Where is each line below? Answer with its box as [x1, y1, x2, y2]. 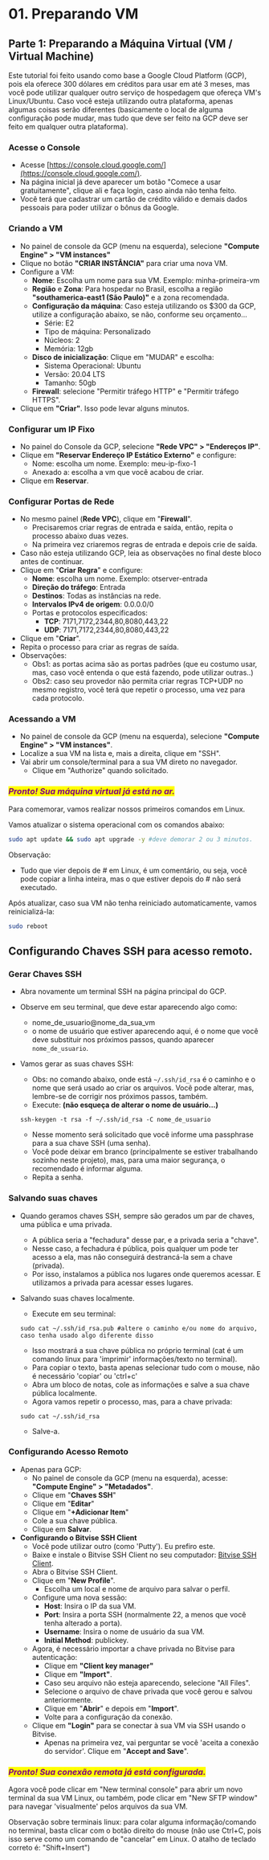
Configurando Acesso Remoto [8, 1446, 128, 1457]
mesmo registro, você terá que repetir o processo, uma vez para [31, 685, 246, 695]
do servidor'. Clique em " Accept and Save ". [43, 1746, 189, 1756]
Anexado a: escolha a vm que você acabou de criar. [31, 467, 204, 476]
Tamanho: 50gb [43, 378, 96, 387]
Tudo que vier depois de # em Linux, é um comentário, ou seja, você [19, 865, 247, 875]
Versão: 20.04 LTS [43, 369, 106, 378]
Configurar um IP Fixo [8, 423, 95, 435]
